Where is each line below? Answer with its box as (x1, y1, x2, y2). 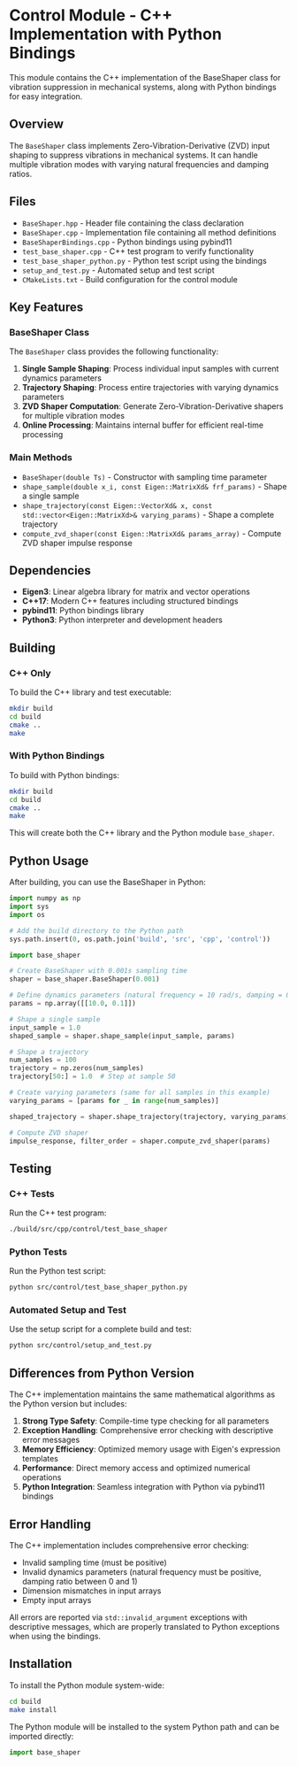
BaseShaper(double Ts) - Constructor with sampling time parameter (21, 471, 268, 482)
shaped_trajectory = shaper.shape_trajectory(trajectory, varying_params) (9, 1112, 291, 1121)
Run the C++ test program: (9, 1207, 107, 1218)
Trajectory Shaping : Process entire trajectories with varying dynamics (21, 382, 279, 393)
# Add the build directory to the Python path (9, 926, 184, 935)
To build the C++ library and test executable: (9, 687, 172, 698)
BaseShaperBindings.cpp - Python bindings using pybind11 (21, 236, 232, 247)
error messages (21, 1435, 80, 1446)
